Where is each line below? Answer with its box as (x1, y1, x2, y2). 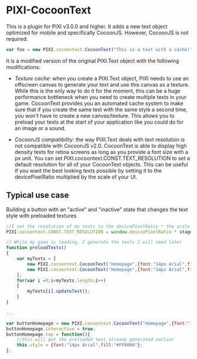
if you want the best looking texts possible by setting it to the (14, 167, 162, 174)
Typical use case (6, 190, 69, 200)
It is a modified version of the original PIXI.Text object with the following (6, 57, 179, 64)
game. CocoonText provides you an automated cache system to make (14, 100, 184, 107)
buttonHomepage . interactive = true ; (6, 326, 96, 331)
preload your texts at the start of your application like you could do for (14, 118, 184, 125)
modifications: (6, 63, 41, 70)
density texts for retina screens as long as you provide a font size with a (14, 148, 189, 155)
